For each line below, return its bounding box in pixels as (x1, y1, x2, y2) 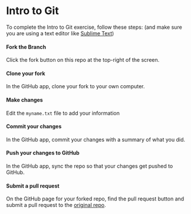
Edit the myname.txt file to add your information (6, 109, 120, 116)
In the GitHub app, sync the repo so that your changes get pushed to (6, 162, 173, 169)
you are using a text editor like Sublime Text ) (6, 29, 114, 36)
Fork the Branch (6, 43, 46, 51)
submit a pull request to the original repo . (6, 202, 106, 209)
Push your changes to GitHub (6, 149, 80, 156)
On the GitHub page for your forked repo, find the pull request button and (6, 195, 185, 202)
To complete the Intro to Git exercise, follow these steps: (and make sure (6, 24, 183, 31)
